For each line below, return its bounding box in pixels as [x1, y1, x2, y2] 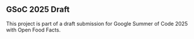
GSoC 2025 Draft [6, 5, 70, 15]
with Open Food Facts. [6, 26, 61, 33]
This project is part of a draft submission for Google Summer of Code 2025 [6, 20, 188, 27]
